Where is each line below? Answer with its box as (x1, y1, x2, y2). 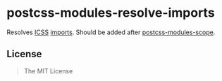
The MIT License (23, 66, 73, 75)
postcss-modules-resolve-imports (6, 5, 216, 21)
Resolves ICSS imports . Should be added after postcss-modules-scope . (6, 28, 216, 36)
